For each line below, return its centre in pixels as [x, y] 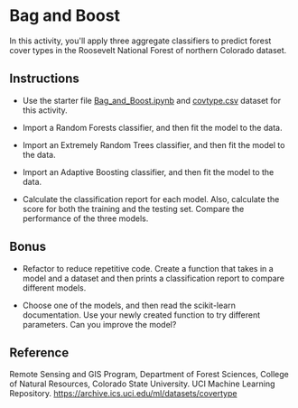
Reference [39, 352]
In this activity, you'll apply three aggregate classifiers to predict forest [140, 41]
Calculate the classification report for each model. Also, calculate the [151, 199]
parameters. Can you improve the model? [99, 324]
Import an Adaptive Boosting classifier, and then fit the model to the [148, 172]
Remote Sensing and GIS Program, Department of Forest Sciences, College [149, 375]
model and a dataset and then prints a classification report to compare [153, 278]
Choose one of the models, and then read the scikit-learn [129, 305]
